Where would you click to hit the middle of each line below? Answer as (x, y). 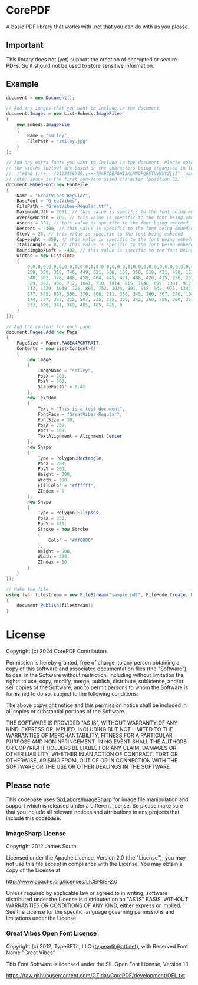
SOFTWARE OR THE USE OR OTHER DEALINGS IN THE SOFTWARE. (89, 767)
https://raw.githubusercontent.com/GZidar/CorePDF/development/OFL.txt (96, 975)
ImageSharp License (36, 833)
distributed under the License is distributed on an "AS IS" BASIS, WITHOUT (97, 900)
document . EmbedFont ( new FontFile (47, 184)
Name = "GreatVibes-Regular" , (54, 196)
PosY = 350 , (52, 524)
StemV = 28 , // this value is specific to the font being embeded (100, 234)
